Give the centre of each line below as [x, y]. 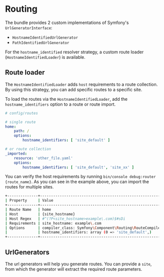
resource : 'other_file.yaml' [43, 158]
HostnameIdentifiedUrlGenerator [45, 38]
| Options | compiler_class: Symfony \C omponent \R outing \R [71, 228]
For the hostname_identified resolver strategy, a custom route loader [74, 52]
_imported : [16, 153]
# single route [20, 122]
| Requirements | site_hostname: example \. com [53, 223]
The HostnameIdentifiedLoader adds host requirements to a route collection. [82, 84]
